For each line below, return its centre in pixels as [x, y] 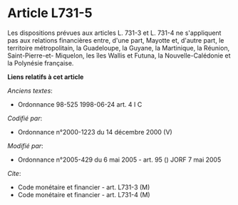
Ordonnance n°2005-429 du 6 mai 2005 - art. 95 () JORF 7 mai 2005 [119, 159]
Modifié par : [26, 146]
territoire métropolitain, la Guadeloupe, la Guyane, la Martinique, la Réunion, [119, 48]
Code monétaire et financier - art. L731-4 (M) [84, 194]
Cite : [14, 173]
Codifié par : [25, 118]
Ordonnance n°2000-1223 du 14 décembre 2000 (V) [95, 132]
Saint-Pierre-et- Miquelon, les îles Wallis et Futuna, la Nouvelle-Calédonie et [119, 56]
